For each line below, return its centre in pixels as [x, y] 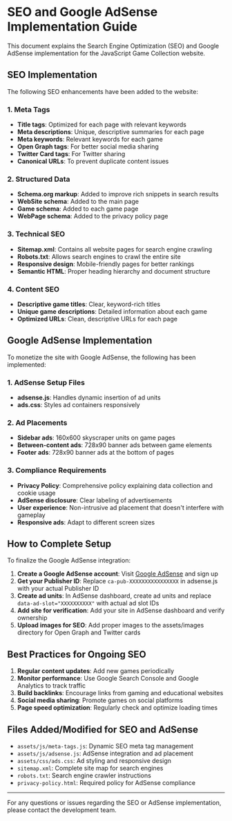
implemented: [27, 364]
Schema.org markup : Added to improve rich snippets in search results [118, 194]
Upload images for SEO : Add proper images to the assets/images [110, 625]
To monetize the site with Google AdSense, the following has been [101, 357]
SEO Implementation [52, 75]
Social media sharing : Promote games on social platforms [100, 700]
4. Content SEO [33, 289]
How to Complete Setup [59, 544]
